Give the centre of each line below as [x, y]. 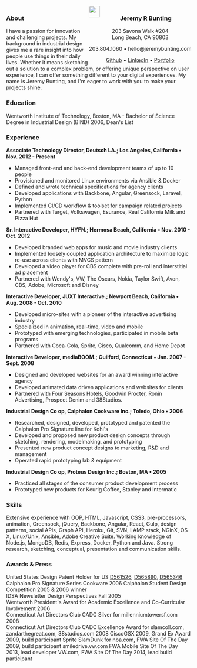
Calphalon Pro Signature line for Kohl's [61, 429]
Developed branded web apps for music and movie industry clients [96, 247]
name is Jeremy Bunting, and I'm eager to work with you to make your [91, 82]
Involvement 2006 [28, 608]
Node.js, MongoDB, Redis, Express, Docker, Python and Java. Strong [90, 543]
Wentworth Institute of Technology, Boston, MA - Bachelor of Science [91, 116]
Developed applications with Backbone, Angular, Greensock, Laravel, [98, 193]
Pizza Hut [26, 218]
